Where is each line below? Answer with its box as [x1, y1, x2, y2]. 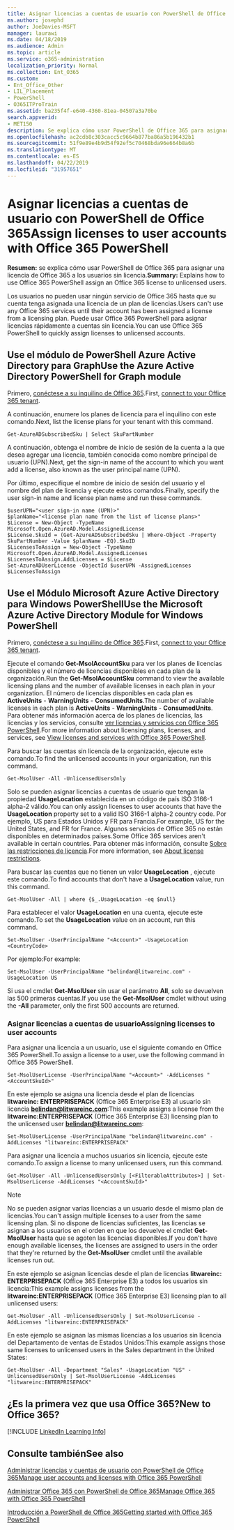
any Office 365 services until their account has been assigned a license [7, 306, 212, 315]
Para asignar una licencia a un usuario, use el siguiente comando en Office [7, 1043, 221, 1052]
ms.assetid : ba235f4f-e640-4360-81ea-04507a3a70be [7, 107, 157, 114]
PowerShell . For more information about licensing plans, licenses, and [7, 726, 205, 734]
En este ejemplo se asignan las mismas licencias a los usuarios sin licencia [7, 1331, 221, 1340]
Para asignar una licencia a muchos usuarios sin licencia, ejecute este [7, 1151, 208, 1160]
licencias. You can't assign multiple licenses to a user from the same [7, 1211, 202, 1220]
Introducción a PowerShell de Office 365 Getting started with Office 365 [7, 1508, 212, 1517]
